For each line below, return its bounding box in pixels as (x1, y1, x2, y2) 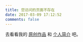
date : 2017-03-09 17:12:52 (5, 12, 62, 17)
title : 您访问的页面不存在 (5, 7, 55, 13)
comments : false (5, 17, 39, 22)
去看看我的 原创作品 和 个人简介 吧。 (5, 31, 81, 37)
